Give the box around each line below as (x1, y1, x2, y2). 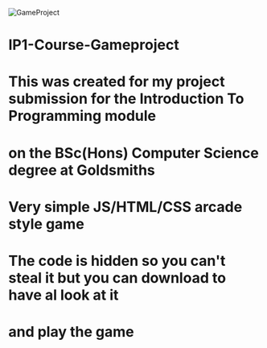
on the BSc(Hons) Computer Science (8, 143, 259, 162)
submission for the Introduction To (8, 89, 244, 108)
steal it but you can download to (8, 268, 227, 287)
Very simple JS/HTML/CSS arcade (8, 197, 243, 216)
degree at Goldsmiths (8, 161, 155, 179)
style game (8, 214, 84, 233)
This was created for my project (8, 72, 225, 91)
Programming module (8, 107, 157, 125)
